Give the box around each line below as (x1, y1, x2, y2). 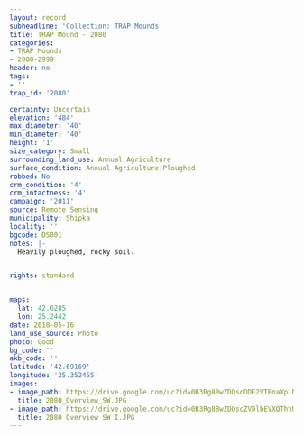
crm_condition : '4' (9, 180, 83, 189)
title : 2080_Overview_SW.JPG (17, 395, 127, 405)
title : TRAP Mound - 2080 (9, 30, 106, 39)
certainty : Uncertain (9, 104, 91, 113)
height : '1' (9, 139, 54, 148)
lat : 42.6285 (17, 304, 67, 313)
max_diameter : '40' (9, 122, 83, 131)
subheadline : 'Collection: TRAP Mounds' (9, 22, 164, 31)
